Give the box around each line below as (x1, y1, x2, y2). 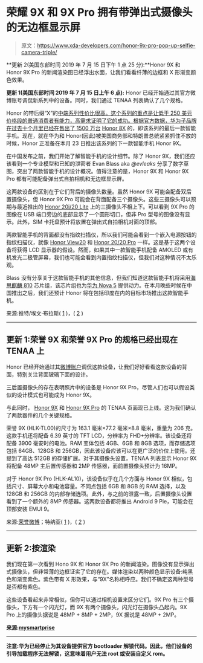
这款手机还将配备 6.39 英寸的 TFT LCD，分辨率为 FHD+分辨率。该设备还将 (6, 432, 192, 439)
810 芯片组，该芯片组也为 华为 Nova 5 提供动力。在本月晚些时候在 (23, 282, 187, 289)
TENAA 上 (6, 346, 45, 357)
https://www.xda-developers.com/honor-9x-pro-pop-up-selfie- (37, 42, 196, 49)
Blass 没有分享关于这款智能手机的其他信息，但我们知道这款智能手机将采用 (6, 274, 191, 281)
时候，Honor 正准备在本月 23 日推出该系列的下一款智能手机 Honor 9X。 (6, 140, 185, 147)
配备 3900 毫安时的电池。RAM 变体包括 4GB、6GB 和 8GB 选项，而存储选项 (6, 439, 196, 447)
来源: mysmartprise (6, 624, 56, 631)
